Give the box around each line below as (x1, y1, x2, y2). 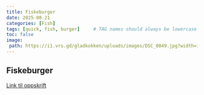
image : (6, 37, 23, 43)
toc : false (6, 32, 34, 38)
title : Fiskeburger (6, 9, 56, 15)
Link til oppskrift (6, 82, 47, 89)
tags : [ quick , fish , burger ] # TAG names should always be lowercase (6, 26, 197, 32)
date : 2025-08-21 (6, 15, 50, 21)
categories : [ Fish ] (6, 20, 56, 26)
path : (8, 43, 23, 49)
